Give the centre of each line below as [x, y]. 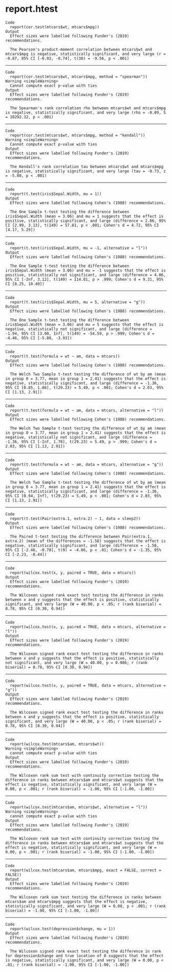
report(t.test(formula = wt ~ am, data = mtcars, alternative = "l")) [87, 410]
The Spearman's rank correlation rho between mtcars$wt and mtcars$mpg [88, 108]
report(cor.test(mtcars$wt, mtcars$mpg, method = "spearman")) [79, 77]
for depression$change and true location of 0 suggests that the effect [84, 956]
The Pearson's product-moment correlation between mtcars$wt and [81, 49]
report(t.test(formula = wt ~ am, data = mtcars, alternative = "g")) [87, 464]
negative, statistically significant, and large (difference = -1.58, [82, 545]
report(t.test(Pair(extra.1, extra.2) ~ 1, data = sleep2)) [75, 519]
